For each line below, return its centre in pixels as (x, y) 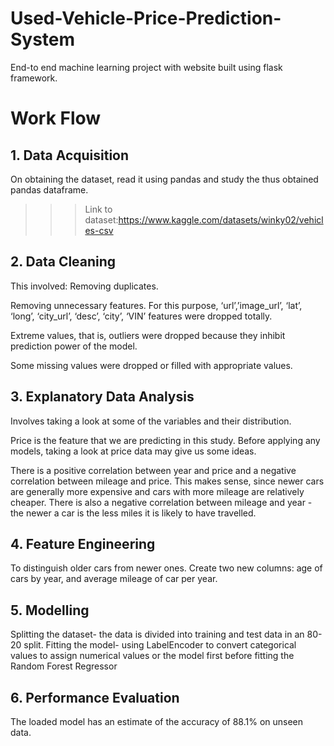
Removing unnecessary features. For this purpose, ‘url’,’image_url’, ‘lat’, (156, 305)
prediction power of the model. (74, 346)
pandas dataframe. (49, 189)
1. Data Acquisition (70, 155)
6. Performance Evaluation (95, 697)
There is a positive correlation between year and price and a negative (153, 470)
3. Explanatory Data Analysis (102, 397)
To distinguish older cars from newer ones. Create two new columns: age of (166, 568)
